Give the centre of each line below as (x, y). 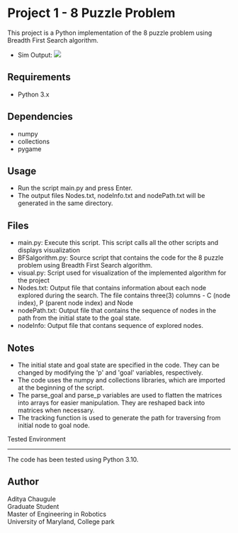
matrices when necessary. (56, 410)
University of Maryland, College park (61, 521)
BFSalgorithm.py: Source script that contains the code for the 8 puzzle (120, 258)
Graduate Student (33, 506)
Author (23, 482)
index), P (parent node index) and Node (75, 303)
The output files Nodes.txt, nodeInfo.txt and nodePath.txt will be (111, 196)
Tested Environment (36, 439)
